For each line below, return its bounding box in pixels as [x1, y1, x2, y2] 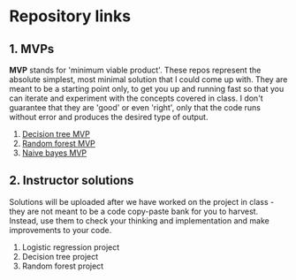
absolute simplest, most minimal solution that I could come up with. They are [9, 74, 288, 85]
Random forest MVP [21, 139, 95, 148]
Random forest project [21, 261, 104, 271]
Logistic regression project [21, 241, 120, 253]
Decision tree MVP [21, 129, 90, 139]
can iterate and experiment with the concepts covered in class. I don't [9, 93, 263, 103]
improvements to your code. [9, 224, 112, 235]
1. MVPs [9, 42, 55, 57]
